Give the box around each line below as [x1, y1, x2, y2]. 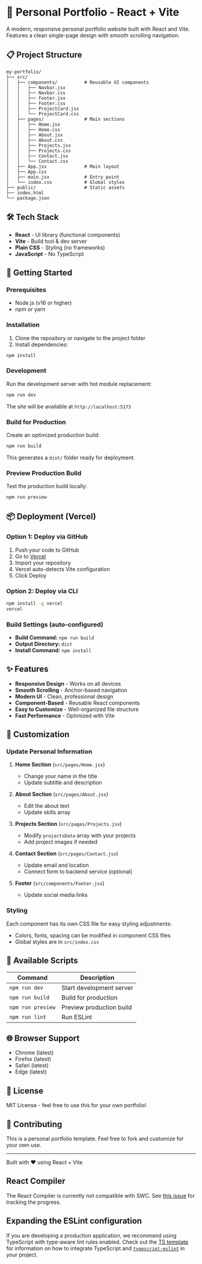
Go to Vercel [14, 552, 46, 560]
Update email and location [23, 862, 89, 869]
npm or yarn [14, 306, 46, 313]
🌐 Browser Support [6, 1033, 80, 1043]
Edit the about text [23, 802, 70, 810]
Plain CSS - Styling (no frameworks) [14, 243, 105, 251]
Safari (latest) [14, 1062, 49, 1069]
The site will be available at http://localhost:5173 [6, 403, 131, 410]
